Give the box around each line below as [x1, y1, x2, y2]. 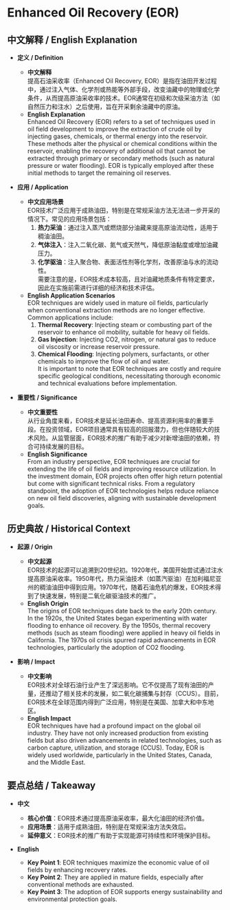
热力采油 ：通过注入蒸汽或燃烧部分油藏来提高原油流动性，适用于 [37, 224, 218, 231]
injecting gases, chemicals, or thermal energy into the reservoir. [27, 132, 208, 140]
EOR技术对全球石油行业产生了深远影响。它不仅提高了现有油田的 [27, 680, 208, 689]
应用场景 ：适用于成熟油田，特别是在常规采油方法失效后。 [27, 823, 190, 831]
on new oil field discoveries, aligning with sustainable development [27, 494, 217, 502]
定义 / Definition [16, 54, 64, 61]
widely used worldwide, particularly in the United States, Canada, [27, 750, 213, 759]
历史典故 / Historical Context [7, 523, 130, 535]
